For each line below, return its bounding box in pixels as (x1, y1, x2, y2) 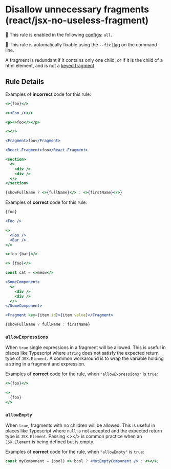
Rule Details (5, 77, 45, 86)
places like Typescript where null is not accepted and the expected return (5, 428, 162, 434)
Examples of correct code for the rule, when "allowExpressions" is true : (5, 371, 158, 377)
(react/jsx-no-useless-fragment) (5, 14, 149, 26)
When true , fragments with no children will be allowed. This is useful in (5, 422, 155, 428)
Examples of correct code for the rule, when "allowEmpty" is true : (5, 449, 144, 455)
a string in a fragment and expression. (5, 361, 85, 367)
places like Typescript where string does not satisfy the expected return (5, 350, 159, 356)
